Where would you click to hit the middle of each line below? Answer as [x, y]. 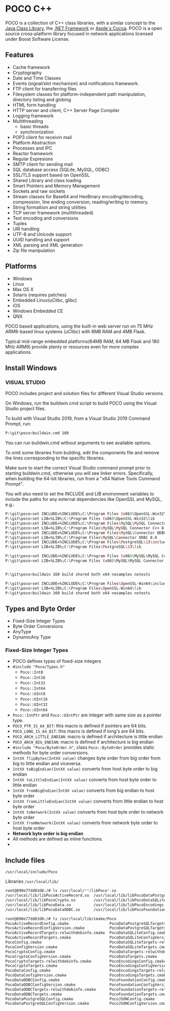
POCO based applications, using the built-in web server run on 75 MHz [79, 326]
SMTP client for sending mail [42, 164]
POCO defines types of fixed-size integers [57, 661]
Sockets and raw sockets [39, 191]
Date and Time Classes [37, 78]
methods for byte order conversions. [51, 753]
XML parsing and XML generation [48, 245]
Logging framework [33, 116]
